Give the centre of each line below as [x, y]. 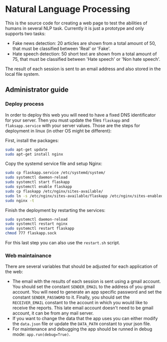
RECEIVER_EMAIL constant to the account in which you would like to [80, 303]
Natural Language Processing [68, 9]
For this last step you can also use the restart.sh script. [63, 243]
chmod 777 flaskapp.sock [31, 233]
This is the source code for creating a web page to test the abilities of [76, 23]
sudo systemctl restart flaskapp [40, 229]
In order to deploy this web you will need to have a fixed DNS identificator [81, 115]
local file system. [22, 74]
